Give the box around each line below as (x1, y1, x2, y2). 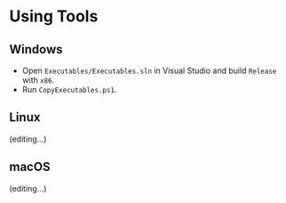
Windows (9, 42, 63, 57)
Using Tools (9, 6, 99, 27)
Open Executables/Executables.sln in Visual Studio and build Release (21, 65, 277, 76)
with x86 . (21, 75, 55, 85)
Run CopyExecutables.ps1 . (21, 85, 117, 94)
